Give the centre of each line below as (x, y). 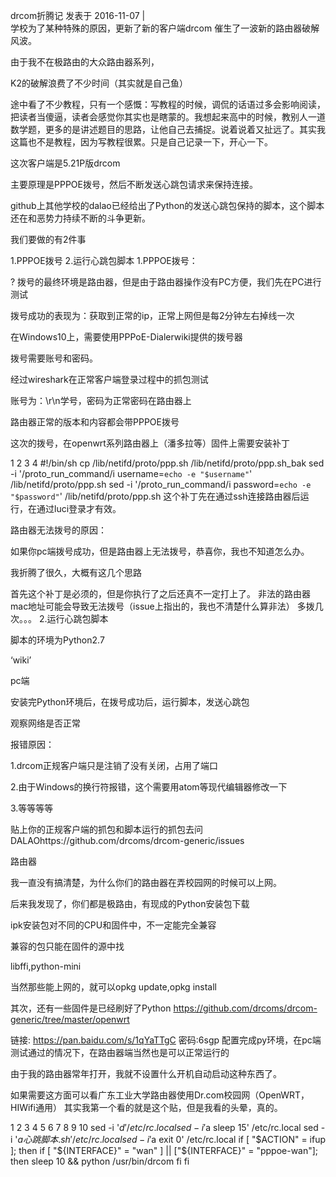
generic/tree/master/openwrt (70, 1019)
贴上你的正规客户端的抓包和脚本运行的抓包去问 (106, 829)
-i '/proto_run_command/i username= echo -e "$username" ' (131, 473)
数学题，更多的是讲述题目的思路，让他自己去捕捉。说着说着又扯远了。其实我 (168, 129)
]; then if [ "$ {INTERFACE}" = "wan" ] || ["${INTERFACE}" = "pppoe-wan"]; (164, 1150)
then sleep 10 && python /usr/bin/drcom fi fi (100, 1161)
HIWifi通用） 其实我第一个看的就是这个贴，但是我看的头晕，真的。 (146, 1107)
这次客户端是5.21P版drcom (65, 163)
